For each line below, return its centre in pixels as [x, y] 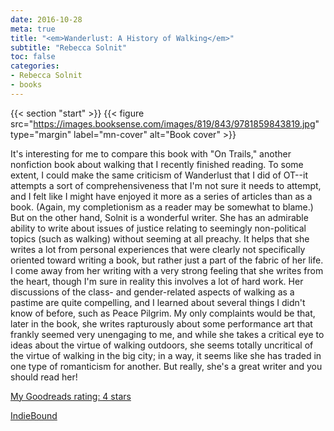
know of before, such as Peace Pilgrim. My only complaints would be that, [163, 313]
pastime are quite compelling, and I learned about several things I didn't [158, 302]
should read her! [44, 377]
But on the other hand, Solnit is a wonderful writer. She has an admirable [159, 217]
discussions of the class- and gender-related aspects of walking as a [152, 292]
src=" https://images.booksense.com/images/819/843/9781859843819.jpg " [165, 123]
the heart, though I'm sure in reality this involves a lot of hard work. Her [157, 281]
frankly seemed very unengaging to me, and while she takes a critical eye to [167, 334]
